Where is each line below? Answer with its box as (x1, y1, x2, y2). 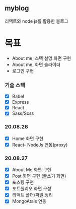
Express (12, 99, 29, 105)
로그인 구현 (12, 67, 34, 74)
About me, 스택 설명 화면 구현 (12, 55, 71, 61)
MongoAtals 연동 (12, 198, 46, 204)
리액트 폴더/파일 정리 (12, 192, 53, 198)
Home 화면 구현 (12, 135, 44, 142)
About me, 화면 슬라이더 (12, 61, 61, 67)
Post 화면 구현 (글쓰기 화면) (12, 173, 66, 179)
